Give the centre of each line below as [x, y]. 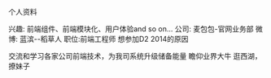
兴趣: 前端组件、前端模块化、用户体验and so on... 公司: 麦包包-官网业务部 [131, 29]
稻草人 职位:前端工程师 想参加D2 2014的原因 [114, 39]
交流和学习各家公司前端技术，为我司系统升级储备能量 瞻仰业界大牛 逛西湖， [135, 56]
